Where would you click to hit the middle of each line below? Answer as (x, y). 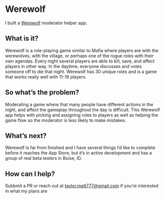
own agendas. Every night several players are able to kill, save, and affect (80, 61)
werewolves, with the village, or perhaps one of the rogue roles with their (80, 56)
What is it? (22, 38)
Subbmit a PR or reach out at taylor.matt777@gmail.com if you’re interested (82, 186)
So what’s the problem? (42, 93)
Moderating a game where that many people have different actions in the (79, 104)
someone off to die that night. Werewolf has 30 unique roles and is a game (81, 71)
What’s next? (26, 136)
